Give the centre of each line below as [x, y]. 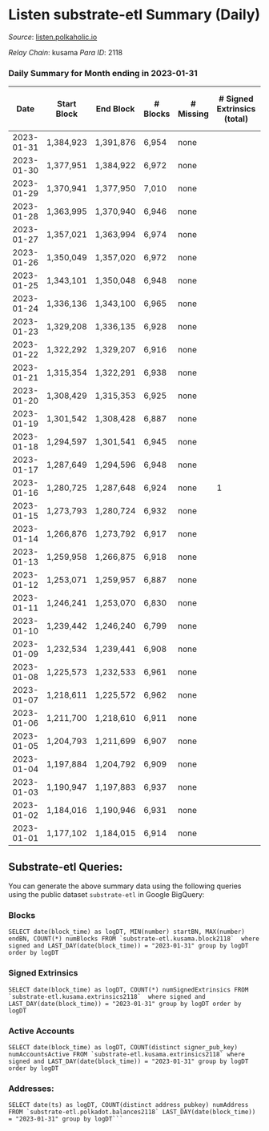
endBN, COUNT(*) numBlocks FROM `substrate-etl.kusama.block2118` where [134, 939]
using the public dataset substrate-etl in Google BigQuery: [106, 895]
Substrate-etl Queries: [66, 867]
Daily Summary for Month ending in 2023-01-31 [103, 73]
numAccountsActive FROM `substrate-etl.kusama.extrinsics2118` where [127, 1054]
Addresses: [31, 1089]
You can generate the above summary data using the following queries [125, 886]
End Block [115, 109]
